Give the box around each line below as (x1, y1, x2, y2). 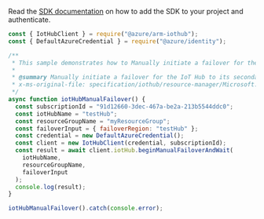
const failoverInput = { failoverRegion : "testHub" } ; (15, 125, 199, 133)
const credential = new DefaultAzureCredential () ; (15, 132, 185, 140)
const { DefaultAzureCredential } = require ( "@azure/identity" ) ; (8, 37, 226, 46)
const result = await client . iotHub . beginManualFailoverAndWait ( (15, 147, 234, 155)
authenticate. (8, 15, 51, 24)
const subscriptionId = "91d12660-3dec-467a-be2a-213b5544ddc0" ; (15, 102, 234, 111)
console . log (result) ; (15, 183, 86, 191)
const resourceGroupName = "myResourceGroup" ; (15, 117, 170, 125)
